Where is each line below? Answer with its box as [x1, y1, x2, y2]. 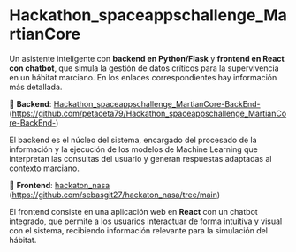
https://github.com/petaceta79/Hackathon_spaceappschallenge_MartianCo [11, 108, 287, 118]
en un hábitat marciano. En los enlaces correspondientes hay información [9, 72, 277, 82]
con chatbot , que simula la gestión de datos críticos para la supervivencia [9, 63, 279, 73]
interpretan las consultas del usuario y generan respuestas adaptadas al [9, 153, 272, 164]
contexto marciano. [9, 163, 80, 173]
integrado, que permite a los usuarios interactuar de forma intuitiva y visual [9, 216, 283, 226]
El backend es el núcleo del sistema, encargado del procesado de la [9, 134, 258, 145]
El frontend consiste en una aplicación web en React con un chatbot [9, 206, 258, 217]
